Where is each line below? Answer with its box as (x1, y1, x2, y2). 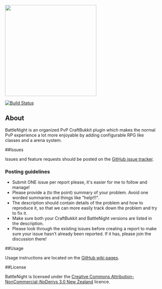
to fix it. (12, 210, 28, 216)
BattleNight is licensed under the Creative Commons (5, 274, 110, 280)
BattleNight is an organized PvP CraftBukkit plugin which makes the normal (5, 127, 156, 133)
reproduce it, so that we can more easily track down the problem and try (12, 205, 157, 211)
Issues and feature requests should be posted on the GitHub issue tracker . (5, 156, 154, 162)
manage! (12, 185, 30, 190)
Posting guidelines (5, 168, 50, 175)
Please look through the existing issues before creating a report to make (12, 226, 157, 232)
